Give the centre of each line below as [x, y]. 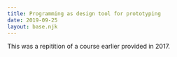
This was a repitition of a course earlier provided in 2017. [88, 47]
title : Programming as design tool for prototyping [84, 14]
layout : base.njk [33, 26]
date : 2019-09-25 [33, 20]
